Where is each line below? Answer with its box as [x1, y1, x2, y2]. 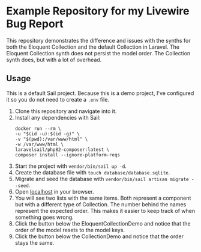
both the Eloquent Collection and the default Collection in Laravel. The [6, 43, 180, 51]
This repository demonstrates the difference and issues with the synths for [6, 37, 191, 44]
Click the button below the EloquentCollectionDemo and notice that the [14, 220, 191, 227]
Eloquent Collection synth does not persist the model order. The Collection [6, 49, 191, 57]
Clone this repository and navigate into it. [14, 107, 117, 115]
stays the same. [14, 239, 55, 246]
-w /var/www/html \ [14, 141, 64, 147]
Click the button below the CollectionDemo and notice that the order [14, 233, 184, 240]
